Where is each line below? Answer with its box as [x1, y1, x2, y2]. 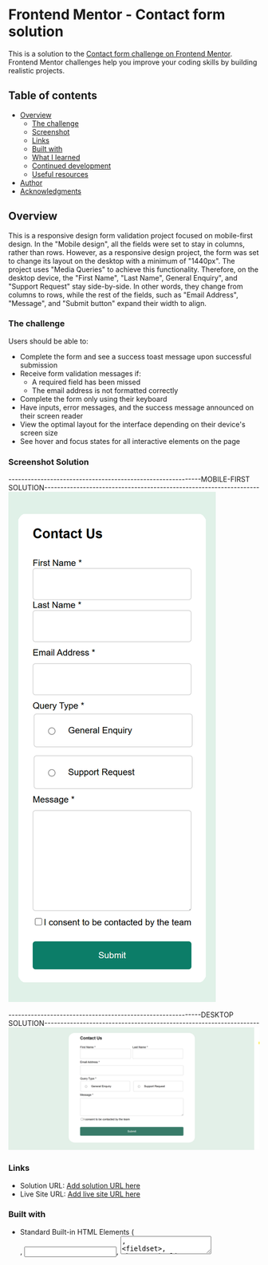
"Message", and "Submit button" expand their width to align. [8, 298, 207, 308]
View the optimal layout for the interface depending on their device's [19, 419, 246, 429]
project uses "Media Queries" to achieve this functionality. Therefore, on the [8, 265, 259, 274]
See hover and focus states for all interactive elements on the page [19, 436, 241, 446]
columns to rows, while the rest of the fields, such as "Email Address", [8, 289, 238, 300]
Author [19, 178, 43, 187]
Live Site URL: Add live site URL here [19, 1189, 141, 1199]
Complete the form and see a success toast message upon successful [19, 352, 252, 361]
